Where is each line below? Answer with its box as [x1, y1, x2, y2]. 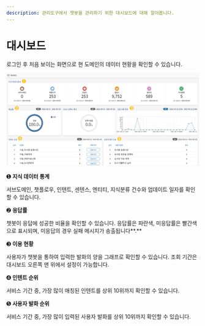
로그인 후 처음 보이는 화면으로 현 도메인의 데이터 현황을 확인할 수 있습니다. [6, 60, 182, 67]
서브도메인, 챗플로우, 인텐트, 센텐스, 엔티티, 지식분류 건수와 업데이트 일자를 [6, 186, 184, 193]
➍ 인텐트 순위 [6, 274, 39, 281]
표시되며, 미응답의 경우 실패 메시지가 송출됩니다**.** [17, 227, 143, 235]
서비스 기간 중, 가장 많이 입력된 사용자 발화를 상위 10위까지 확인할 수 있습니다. [6, 313, 192, 320]
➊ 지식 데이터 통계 [6, 173, 50, 180]
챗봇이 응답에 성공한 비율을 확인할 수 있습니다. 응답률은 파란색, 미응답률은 [6, 219, 181, 227]
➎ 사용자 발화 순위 [6, 300, 50, 308]
